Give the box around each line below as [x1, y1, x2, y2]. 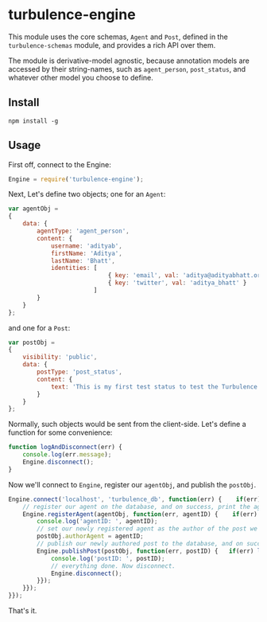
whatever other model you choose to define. [8, 72, 153, 82]
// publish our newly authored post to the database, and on [37, 540, 244, 548]
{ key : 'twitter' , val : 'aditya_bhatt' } [107, 279, 247, 288]
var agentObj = [8, 205, 59, 213]
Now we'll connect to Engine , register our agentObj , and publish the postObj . [8, 479, 257, 489]
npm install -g [8, 117, 59, 125]
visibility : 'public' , [22, 353, 98, 362]
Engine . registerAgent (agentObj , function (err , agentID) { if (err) [22, 510, 258, 518]
